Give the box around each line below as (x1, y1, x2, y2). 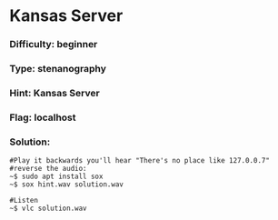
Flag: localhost (9, 111, 76, 124)
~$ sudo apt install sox (9, 172, 104, 182)
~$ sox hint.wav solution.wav (9, 180, 124, 189)
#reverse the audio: (9, 165, 88, 174)
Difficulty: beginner (9, 38, 98, 51)
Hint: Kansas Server (9, 86, 100, 99)
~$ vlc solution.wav (9, 204, 88, 214)
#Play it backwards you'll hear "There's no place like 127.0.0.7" (9, 156, 271, 165)
